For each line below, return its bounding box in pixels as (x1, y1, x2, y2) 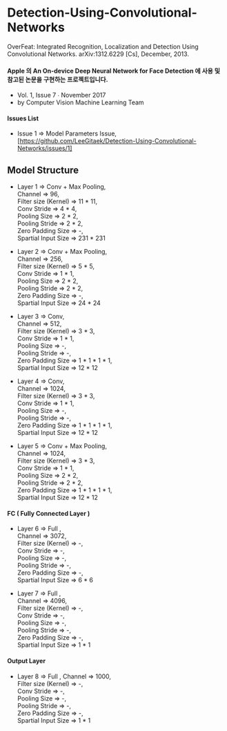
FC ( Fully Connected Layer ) (7, 509, 90, 517)
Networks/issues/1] (17, 144, 72, 153)
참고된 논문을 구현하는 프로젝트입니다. (7, 75, 108, 84)
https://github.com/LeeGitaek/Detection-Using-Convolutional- (19, 137, 197, 145)
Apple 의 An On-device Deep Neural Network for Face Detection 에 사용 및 (7, 66, 221, 75)
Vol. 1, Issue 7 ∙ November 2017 (17, 91, 106, 100)
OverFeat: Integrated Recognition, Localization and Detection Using (7, 42, 199, 50)
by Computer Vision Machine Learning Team (17, 98, 144, 107)
